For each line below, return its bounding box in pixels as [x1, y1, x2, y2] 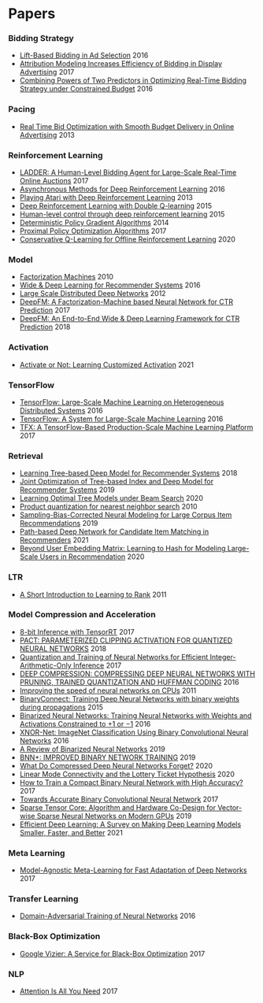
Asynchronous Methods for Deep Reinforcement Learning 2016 [19, 184, 226, 194]
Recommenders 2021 [19, 535, 89, 545]
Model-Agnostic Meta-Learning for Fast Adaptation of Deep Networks [19, 865, 247, 875]
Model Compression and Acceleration [8, 609, 156, 620]
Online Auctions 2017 [19, 176, 89, 186]
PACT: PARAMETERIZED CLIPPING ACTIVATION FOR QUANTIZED [19, 635, 233, 645]
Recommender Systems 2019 [19, 485, 116, 494]
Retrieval [8, 450, 43, 461]
